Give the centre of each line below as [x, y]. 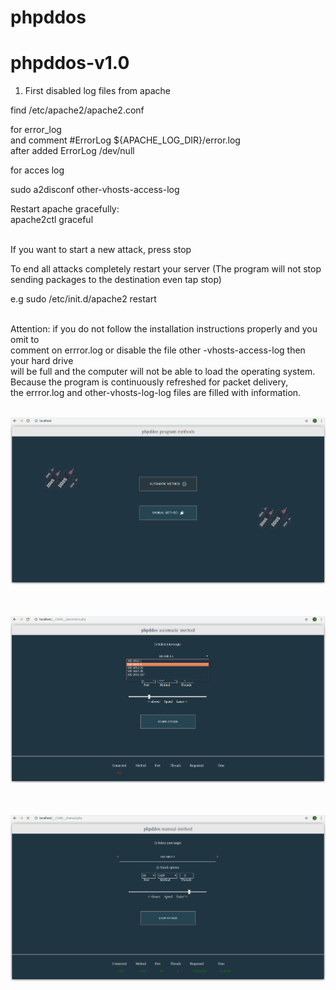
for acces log [37, 170]
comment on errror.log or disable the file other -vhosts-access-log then [158, 350]
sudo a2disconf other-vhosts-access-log [95, 190]
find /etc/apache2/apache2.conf [77, 110]
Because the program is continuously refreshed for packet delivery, [149, 382]
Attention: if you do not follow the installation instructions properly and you [164, 329]
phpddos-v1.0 [70, 63]
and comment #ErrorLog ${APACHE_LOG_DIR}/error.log [125, 140]
